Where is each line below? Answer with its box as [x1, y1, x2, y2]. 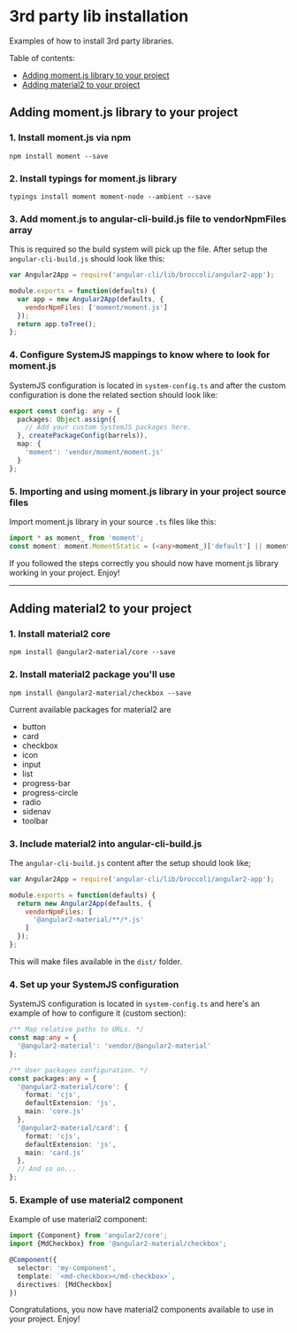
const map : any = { [9, 1033, 77, 1042]
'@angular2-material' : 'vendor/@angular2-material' [17, 1041, 212, 1051]
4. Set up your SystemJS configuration [9, 978, 179, 990]
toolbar [21, 815, 49, 826]
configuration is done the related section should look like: [9, 389, 218, 400]
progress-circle [21, 787, 79, 798]
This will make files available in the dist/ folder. [9, 955, 183, 967]
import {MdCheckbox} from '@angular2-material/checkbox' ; [9, 1239, 227, 1249]
